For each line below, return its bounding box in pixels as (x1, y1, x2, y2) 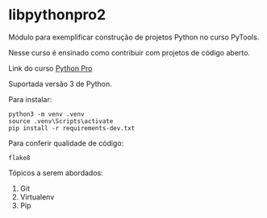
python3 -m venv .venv (8, 110, 85, 118)
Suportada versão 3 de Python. (8, 79, 113, 88)
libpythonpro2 (8, 6, 106, 24)
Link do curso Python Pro (8, 63, 93, 73)
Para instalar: (8, 94, 52, 104)
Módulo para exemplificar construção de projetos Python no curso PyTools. (8, 32, 260, 42)
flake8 (8, 154, 31, 162)
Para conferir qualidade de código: (8, 138, 124, 148)
